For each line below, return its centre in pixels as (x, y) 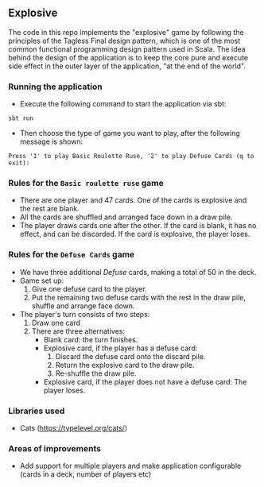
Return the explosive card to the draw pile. (125, 365)
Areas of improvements (55, 448)
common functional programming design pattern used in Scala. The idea (127, 49)
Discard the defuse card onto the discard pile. (130, 356)
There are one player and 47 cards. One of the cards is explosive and (133, 200)
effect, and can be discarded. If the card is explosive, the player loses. (135, 234)
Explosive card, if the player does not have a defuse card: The (145, 381)
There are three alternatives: (78, 331)
